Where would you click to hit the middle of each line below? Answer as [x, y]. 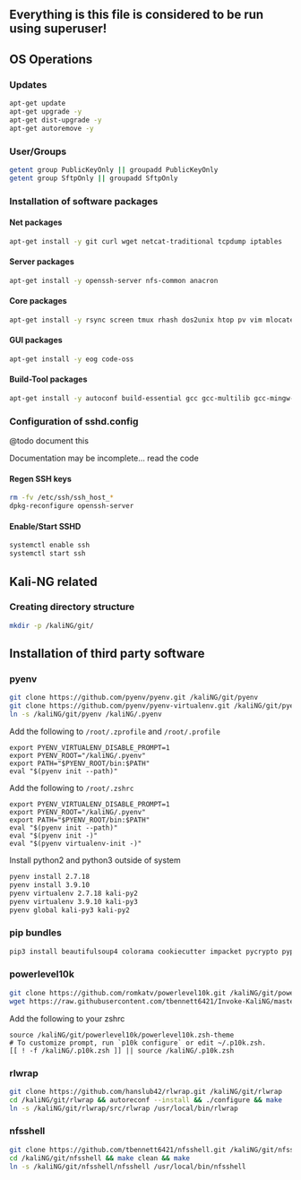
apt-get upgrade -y [46, 111]
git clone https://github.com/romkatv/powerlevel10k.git [118, 993]
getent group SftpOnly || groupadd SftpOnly [94, 178]
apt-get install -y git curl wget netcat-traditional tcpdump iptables [146, 241]
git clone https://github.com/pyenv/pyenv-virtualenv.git [120, 706]
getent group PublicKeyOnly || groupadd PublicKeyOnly [114, 169]
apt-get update [38, 103]
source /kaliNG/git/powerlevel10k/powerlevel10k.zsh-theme [122, 1035]
